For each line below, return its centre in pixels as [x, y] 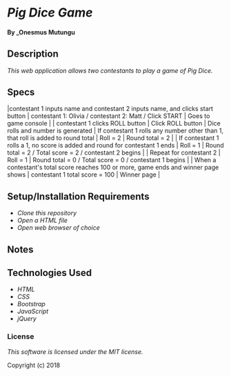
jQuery [27, 319]
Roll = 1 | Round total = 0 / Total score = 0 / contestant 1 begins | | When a [112, 160]
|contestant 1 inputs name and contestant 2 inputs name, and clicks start [110, 109]
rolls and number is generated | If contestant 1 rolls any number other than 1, [115, 131]
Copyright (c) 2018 [34, 365]
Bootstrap [31, 304]
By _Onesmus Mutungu [41, 32]
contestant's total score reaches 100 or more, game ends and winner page [113, 168]
